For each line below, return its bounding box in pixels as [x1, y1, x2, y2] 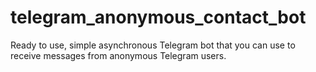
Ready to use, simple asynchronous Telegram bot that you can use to [10, 39, 296, 51]
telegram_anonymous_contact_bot [10, 6, 307, 29]
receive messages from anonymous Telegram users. [10, 49, 227, 61]
